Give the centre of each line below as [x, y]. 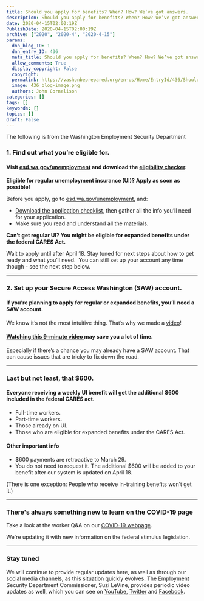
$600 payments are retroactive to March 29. [70, 460]
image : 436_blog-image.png [46, 86]
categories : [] [25, 97]
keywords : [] [23, 108]
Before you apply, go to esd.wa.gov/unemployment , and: [77, 199]
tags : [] [17, 102]
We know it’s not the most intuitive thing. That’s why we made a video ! [94, 323]
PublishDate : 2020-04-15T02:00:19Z [51, 29]
